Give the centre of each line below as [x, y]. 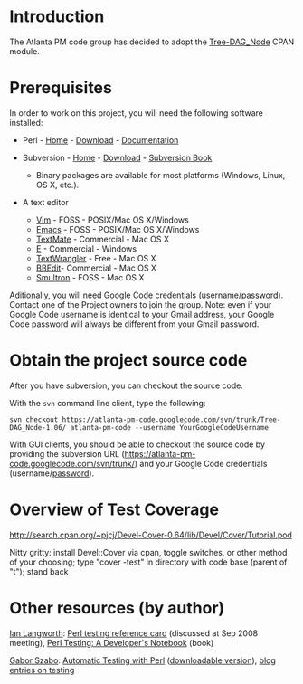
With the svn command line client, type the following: [108, 403]
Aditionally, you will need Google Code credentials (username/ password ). [147, 295]
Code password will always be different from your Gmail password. [134, 324]
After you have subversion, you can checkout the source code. [127, 385]
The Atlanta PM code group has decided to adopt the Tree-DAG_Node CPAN [152, 42]
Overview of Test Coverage [114, 509]
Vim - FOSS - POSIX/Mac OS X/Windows [113, 220]
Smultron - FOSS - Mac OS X [90, 277]
